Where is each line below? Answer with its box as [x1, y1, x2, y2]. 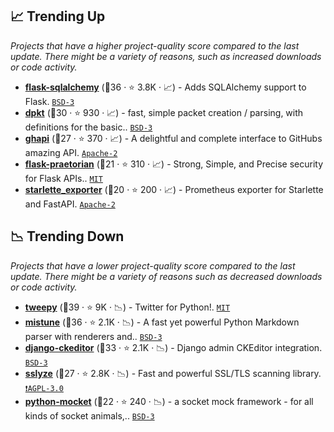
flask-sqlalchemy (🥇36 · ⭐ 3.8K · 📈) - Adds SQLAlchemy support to [24, 81, 307, 93]
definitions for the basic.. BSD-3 [24, 121, 153, 133]
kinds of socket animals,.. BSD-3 [24, 409, 155, 422]
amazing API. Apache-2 [24, 146, 118, 158]
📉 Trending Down [10, 228, 125, 245]
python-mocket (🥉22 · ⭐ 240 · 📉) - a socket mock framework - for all [24, 395, 314, 407]
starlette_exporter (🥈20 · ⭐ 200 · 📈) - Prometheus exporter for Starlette [24, 183, 324, 195]
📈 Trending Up [10, 8, 106, 25]
